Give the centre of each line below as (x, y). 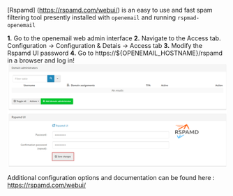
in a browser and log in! (41, 60)
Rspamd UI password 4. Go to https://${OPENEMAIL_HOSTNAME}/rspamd (115, 53)
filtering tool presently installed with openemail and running (92, 17)
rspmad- (189, 18)
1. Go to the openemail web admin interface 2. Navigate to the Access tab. (114, 38)
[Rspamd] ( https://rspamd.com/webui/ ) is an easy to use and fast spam (110, 10)
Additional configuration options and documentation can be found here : (111, 178)
